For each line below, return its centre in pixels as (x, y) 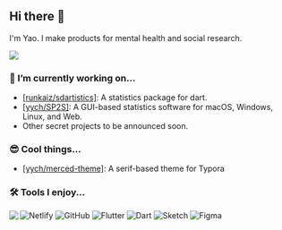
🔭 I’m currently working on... (73, 78)
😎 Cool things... (46, 149)
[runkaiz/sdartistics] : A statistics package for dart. (115, 98)
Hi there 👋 (37, 17)
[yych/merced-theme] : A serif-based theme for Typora (124, 169)
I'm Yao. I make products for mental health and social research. (126, 38)
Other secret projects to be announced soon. (105, 126)
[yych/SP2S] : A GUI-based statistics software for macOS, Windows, (148, 107)
